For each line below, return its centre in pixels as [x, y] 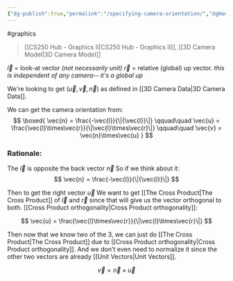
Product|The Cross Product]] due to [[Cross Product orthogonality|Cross [111, 241]
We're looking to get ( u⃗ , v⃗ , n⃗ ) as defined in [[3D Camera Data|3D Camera [116, 88]
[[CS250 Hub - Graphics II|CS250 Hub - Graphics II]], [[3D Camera [120, 47]
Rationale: [25, 153]
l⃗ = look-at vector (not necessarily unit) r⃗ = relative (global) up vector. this [116, 67]
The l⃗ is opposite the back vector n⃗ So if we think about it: [94, 168]
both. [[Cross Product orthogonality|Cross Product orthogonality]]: [102, 207]
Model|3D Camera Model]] [62, 54]
